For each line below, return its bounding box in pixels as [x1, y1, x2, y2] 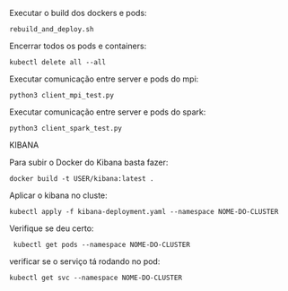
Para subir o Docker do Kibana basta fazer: [9, 157, 169, 167]
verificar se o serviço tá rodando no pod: [9, 256, 161, 267]
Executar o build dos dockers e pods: [9, 8, 147, 18]
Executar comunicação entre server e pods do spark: [9, 107, 206, 117]
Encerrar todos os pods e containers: [9, 40, 147, 51]
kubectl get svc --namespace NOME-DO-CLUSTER [9, 273, 182, 282]
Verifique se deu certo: [9, 223, 94, 234]
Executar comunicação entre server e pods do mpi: [9, 73, 199, 84]
